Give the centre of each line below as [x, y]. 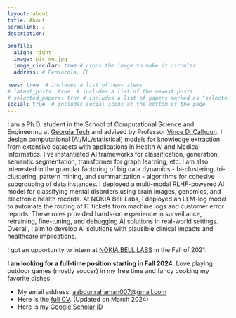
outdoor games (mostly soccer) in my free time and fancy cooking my [108, 271]
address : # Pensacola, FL [52, 72]
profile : [20, 46]
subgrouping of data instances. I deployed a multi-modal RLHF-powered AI [116, 184]
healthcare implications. [42, 237]
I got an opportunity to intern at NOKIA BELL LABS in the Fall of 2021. [107, 250]
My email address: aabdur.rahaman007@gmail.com [92, 292]
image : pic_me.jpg [41, 59]
